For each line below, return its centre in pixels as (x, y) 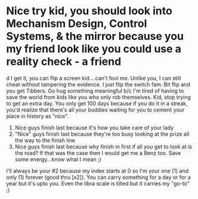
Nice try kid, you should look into (89, 11)
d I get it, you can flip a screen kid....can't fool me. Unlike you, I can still (94, 78)
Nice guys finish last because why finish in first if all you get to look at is (103, 147)
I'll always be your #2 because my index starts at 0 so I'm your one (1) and (98, 170)
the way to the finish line (45, 140)
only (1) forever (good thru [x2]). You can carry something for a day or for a (98, 177)
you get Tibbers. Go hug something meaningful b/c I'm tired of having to (95, 91)
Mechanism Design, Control (77, 24)
